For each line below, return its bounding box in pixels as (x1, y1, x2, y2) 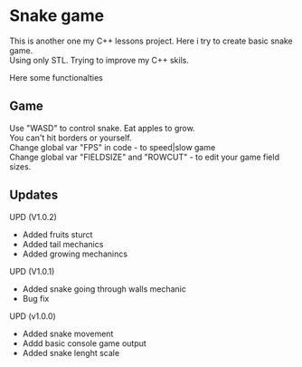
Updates (9, 188, 59, 203)
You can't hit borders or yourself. (9, 132, 133, 143)
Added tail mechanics (22, 238, 104, 249)
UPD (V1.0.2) (9, 211, 57, 222)
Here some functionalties (9, 72, 104, 82)
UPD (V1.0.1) (9, 266, 55, 276)
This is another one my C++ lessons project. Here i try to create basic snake (9, 35, 294, 46)
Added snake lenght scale (22, 347, 120, 358)
